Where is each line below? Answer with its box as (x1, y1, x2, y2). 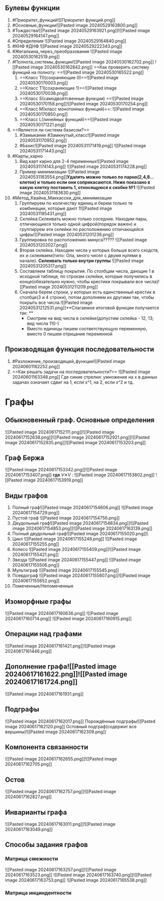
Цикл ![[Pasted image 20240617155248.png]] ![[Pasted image (12, 536, 137, 542)
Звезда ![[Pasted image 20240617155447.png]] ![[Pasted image (12, 557, 141, 563)
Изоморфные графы (5, 597, 71, 606)
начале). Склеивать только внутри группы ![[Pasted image (19, 257, 144, 263)
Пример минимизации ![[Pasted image (19, 168, 100, 174)
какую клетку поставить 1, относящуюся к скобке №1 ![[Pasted (19, 184, 155, 190)
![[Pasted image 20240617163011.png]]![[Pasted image (5, 821, 116, 827)
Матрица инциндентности (5, 889, 72, 896)
